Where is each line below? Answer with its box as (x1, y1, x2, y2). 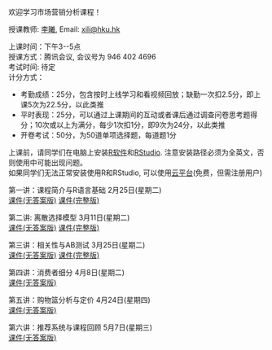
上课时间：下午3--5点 (8, 42, 81, 51)
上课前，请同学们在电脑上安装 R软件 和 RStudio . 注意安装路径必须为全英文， (8, 147, 258, 157)
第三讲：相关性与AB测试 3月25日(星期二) (8, 240, 146, 250)
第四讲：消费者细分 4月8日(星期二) (8, 268, 125, 277)
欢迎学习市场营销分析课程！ (8, 7, 102, 16)
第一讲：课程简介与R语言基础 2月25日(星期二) (8, 186, 162, 195)
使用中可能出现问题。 (15, 158, 87, 167)
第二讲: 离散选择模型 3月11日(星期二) (8, 212, 130, 222)
